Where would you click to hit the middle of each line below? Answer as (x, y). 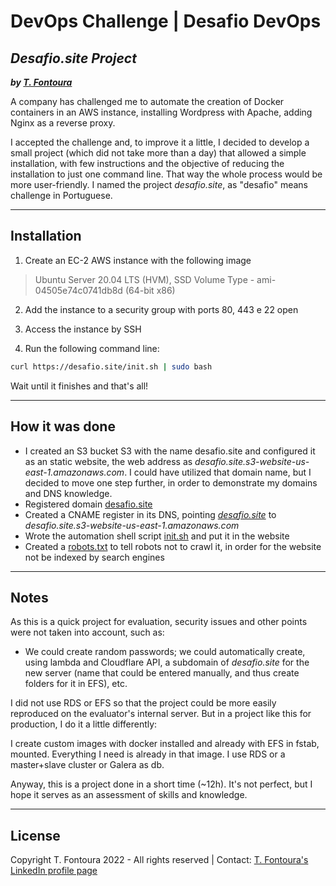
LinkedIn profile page (54, 871)
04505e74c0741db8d (78, 290)
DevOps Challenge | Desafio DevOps (166, 21)
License (35, 835)
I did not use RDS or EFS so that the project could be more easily (143, 703)
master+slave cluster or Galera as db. (87, 765)
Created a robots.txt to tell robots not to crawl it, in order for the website (173, 546)
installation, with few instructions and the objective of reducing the (147, 163)
